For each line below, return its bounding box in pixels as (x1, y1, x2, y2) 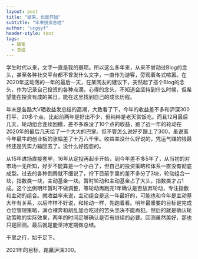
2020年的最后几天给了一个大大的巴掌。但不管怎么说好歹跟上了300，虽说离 (6, 128, 189, 135)
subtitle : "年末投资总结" (6, 19, 65, 25)
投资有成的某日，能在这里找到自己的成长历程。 (21, 93, 136, 100)
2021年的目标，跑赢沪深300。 (6, 246, 80, 253)
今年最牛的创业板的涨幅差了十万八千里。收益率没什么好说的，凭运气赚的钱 (6, 135, 187, 142)
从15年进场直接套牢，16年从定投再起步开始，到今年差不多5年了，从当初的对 (6, 155, 190, 162)
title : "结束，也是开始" (6, 14, 61, 20)
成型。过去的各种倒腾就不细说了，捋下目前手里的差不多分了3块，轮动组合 (6, 170, 185, 177)
